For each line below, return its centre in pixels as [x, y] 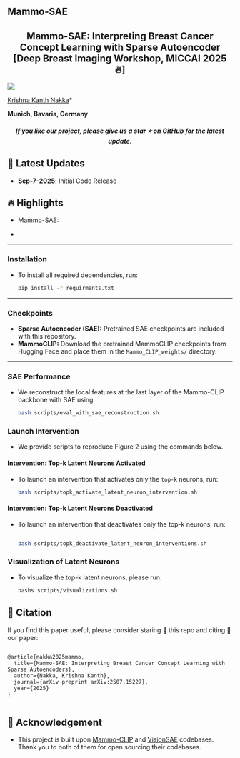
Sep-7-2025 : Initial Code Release [67, 181]
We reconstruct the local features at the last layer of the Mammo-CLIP [121, 392]
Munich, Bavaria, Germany [48, 114]
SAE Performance [39, 376]
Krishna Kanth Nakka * [40, 100]
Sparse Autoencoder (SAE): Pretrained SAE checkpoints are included [121, 329]
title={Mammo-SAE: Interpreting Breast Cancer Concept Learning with [119, 663]
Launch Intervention [44, 431]
